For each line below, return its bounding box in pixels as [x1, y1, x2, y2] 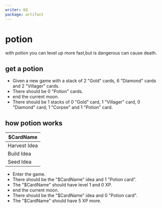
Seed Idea [8, 158, 32, 165]
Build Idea [8, 150, 32, 157]
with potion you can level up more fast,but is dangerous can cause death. [5, 50, 157, 56]
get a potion [5, 64, 44, 73]
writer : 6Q [5, 7, 28, 12]
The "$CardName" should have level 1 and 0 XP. [12, 182, 112, 188]
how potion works [5, 118, 63, 127]
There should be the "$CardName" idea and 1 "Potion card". [12, 176, 137, 182]
